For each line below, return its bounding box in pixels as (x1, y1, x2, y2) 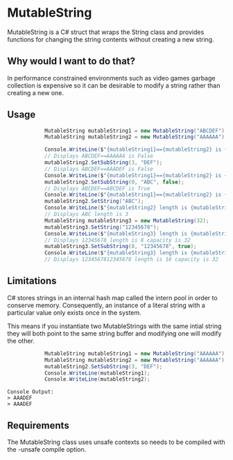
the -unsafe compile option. (7, 445, 87, 454)
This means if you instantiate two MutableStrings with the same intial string (7, 322, 222, 330)
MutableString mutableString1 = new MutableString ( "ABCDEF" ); (44, 127, 228, 134)
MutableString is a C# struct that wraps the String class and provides (7, 28, 205, 36)
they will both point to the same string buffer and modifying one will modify (7, 329, 222, 338)
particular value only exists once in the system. (7, 308, 142, 317)
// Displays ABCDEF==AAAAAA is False (44, 153, 154, 160)
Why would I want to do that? (7, 56, 136, 67)
